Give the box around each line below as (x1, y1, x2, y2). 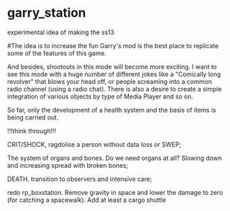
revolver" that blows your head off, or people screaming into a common (7, 77, 213, 85)
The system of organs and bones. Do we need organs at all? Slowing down (7, 154, 222, 162)
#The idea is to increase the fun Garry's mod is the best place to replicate (7, 41, 219, 50)
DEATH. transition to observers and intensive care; (7, 175, 152, 183)
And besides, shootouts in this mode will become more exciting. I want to (7, 62, 217, 71)
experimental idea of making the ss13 (7, 28, 115, 36)
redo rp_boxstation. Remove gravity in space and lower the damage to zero (7, 188, 223, 196)
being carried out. (7, 113, 59, 122)
